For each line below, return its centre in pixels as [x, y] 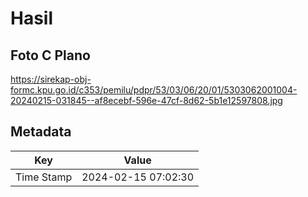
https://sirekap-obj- [51, 79]
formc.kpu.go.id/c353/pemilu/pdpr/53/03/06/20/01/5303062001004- [154, 90]
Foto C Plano [50, 55]
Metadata [41, 132]
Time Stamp [44, 177]
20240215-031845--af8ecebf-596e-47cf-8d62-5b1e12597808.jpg [146, 100]
